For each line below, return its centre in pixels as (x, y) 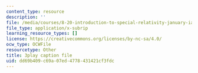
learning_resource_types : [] (42, 34)
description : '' (26, 17)
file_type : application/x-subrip (47, 28)
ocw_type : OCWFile (29, 45)
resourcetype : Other (32, 50)
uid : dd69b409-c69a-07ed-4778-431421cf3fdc (60, 61)
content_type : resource (35, 11)
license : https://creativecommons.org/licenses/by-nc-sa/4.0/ (84, 39)
